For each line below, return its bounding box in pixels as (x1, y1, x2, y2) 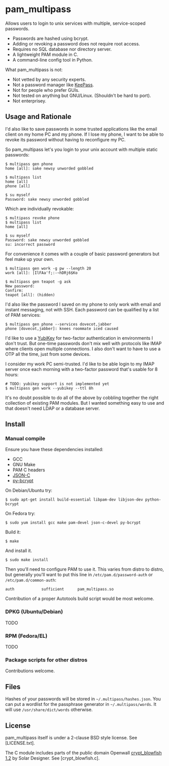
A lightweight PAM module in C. (12, 51, 78, 58)
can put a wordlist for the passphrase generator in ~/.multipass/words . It (5, 701, 156, 707)
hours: (5, 371, 19, 377)
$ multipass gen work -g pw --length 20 (5, 266, 92, 271)
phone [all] (5, 183, 30, 189)
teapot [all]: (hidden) (5, 292, 55, 297)
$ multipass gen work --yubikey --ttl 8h (5, 386, 94, 391)
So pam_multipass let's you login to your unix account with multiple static (5, 146, 158, 152)
